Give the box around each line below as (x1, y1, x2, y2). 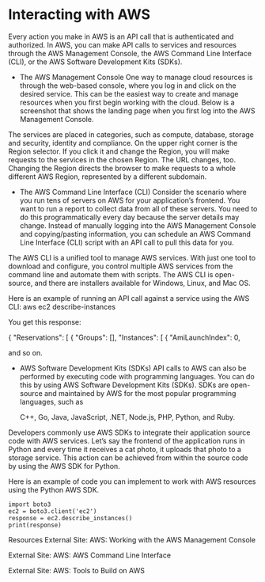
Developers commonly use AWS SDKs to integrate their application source (8, 428, 251, 437)
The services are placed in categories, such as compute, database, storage (8, 129, 255, 139)
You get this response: (8, 317, 81, 326)
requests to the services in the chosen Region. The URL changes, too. (8, 154, 236, 164)
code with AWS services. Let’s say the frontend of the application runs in (8, 436, 245, 445)
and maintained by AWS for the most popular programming (44, 388, 237, 398)
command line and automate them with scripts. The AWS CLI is (8, 269, 214, 279)
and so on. (8, 348, 44, 357)
